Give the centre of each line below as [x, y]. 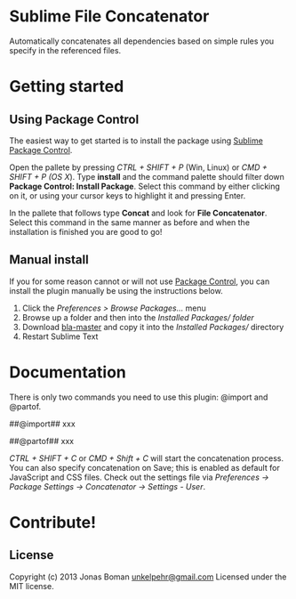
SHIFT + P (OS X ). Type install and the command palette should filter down [147, 176]
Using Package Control [74, 119]
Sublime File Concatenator [109, 16]
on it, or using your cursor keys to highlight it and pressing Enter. [128, 195]
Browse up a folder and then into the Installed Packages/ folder [138, 317]
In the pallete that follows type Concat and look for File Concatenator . [138, 213]
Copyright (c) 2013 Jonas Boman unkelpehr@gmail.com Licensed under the [148, 577]
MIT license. [32, 586]
